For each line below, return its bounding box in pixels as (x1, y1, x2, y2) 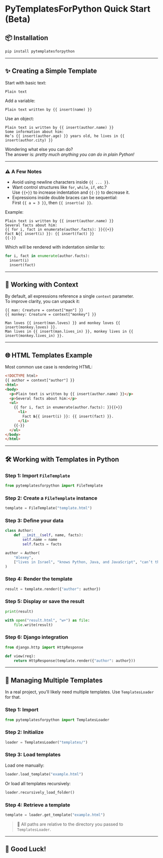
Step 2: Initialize (5, 729, 44, 736)
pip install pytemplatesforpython (5, 49, 75, 54)
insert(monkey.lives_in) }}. (5, 334, 64, 338)
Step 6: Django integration (5, 634, 68, 640)
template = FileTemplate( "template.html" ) (5, 506, 92, 511)
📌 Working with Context (5, 281, 79, 288)
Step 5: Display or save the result (5, 598, 85, 605)
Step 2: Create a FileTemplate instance (5, 494, 98, 501)
